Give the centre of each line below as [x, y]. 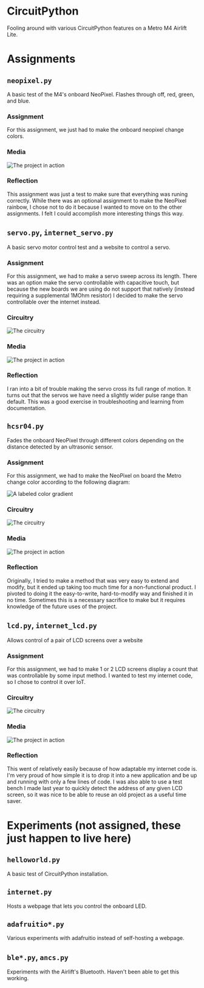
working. [18, 978]
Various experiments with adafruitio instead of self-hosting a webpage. [96, 938]
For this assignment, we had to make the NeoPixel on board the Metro [94, 475]
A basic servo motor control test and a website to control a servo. [89, 247]
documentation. [27, 408]
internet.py [29, 892]
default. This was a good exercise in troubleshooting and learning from [95, 401]
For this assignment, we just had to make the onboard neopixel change [95, 130]
